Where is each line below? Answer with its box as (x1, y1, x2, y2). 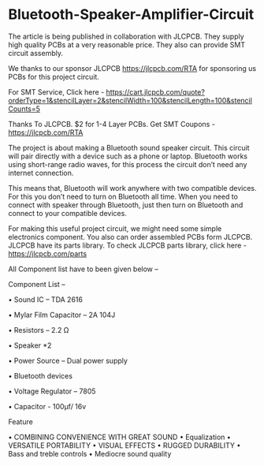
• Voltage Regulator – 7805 (8, 386, 96, 396)
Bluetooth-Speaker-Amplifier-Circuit (8, 6, 255, 24)
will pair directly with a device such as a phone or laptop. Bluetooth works (8, 151, 248, 161)
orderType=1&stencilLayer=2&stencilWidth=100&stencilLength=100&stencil (8, 95, 252, 105)
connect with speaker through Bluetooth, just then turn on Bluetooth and (8, 199, 244, 210)
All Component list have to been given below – (8, 264, 159, 274)
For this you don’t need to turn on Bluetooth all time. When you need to (8, 192, 239, 201)
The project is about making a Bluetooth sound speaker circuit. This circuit (8, 143, 250, 152)
